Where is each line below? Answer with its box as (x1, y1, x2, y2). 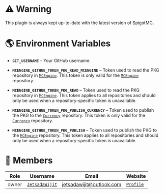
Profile (126, 181, 144, 187)
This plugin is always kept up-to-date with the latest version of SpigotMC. (5, 20, 154, 26)
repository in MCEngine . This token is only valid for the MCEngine (12, 72, 139, 78)
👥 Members (5, 155, 53, 166)
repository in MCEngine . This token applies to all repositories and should (12, 92, 156, 98)
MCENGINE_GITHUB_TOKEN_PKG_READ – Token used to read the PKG (12, 87, 140, 93)
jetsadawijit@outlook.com (62, 181, 122, 188)
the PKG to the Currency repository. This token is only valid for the (12, 112, 146, 118)
